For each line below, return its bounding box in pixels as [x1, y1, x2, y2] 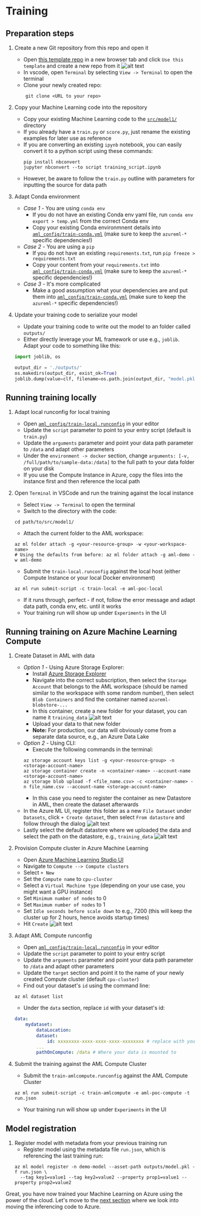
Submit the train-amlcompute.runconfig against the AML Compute [23, 1072, 188, 1079]
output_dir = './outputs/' [14, 365, 82, 371]
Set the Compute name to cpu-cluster [23, 876, 113, 883]
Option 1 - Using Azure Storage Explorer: [23, 664, 125, 671]
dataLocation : [36, 1027, 72, 1033]
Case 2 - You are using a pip [23, 243, 94, 250]
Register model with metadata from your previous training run [14, 1139, 167, 1147]
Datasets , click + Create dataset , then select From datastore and [23, 813, 185, 821]
